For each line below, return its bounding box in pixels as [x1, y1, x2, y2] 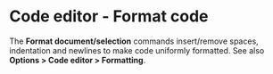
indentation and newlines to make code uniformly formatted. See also [9, 45, 265, 55]
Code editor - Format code [9, 6, 209, 27]
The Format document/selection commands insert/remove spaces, [9, 36, 259, 46]
